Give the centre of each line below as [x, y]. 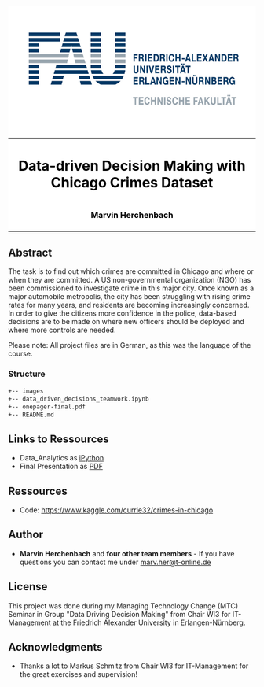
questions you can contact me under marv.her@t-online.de [115, 562]
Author [26, 535]
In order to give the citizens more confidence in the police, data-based [123, 313]
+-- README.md [31, 415]
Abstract [30, 252]
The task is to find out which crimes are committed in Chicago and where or [131, 271]
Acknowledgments [56, 647]
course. [20, 354]
